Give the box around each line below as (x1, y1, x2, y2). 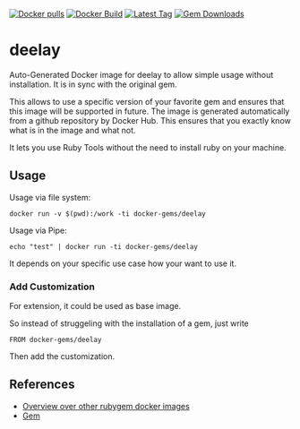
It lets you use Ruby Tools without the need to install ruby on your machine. (9, 142, 287, 152)
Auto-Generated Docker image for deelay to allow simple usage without (9, 69, 274, 80)
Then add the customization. (9, 351, 116, 362)
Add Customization (9, 280, 96, 293)
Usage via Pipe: (9, 225, 67, 236)
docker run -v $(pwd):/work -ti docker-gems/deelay (9, 209, 206, 219)
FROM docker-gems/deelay (9, 336, 102, 345)
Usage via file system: (9, 192, 91, 202)
